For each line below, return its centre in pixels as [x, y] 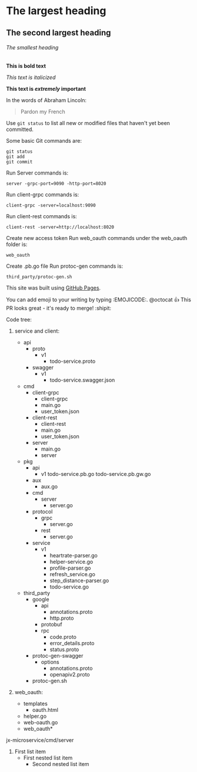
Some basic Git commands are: [44, 140]
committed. [20, 129]
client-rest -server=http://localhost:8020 [60, 227]
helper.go [35, 716]
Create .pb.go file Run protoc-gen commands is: [65, 266]
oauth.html [45, 709]
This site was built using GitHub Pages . [54, 288]
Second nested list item [61, 764]
